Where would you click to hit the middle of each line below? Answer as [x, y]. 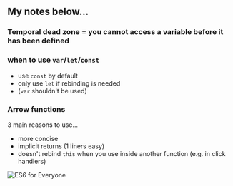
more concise [38, 138]
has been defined [38, 41]
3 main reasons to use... [43, 125]
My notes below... [48, 12]
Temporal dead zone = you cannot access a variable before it [115, 32]
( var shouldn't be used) [52, 91]
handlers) [32, 161]
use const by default [48, 76]
